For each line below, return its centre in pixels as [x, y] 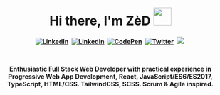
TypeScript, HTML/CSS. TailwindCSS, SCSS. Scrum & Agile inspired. [110, 84]
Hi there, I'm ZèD [100, 21]
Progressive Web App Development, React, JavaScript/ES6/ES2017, [110, 76]
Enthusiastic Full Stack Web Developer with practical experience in [110, 69]
